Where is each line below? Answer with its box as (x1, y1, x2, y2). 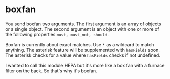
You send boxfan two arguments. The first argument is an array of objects (5, 21, 161, 27)
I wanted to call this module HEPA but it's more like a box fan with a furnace (5, 62, 165, 68)
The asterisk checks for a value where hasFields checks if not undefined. (5, 52, 160, 58)
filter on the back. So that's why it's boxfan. (5, 68, 97, 74)
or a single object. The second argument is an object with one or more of (5, 26, 159, 32)
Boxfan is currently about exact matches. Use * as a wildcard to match (5, 41, 154, 47)
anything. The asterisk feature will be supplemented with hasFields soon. (5, 47, 160, 53)
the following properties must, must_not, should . (5, 31, 109, 37)
